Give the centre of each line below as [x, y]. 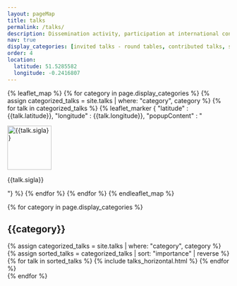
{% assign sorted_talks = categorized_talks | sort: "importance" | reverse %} [119, 254]
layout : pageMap [31, 14]
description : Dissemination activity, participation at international [113, 34]
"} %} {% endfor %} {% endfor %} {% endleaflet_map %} [91, 193]
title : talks [26, 20]
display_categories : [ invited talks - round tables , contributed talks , [116, 47]
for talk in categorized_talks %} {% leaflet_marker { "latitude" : [98, 108]
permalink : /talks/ [36, 27]
